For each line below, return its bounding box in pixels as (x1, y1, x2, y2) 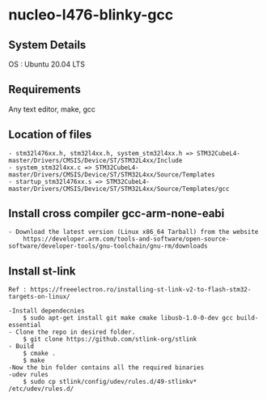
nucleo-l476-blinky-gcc (8, 6, 174, 24)
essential (8, 321, 42, 330)
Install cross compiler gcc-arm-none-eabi (8, 206, 225, 220)
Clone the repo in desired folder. (15, 328, 136, 337)
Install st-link (8, 264, 76, 278)
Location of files (8, 128, 92, 142)
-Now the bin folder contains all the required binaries (8, 364, 205, 372)
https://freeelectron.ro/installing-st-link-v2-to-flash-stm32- (29, 286, 252, 294)
